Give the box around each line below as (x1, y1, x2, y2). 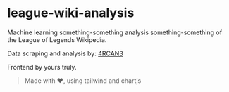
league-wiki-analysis (7, 5, 135, 21)
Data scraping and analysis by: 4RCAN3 (7, 49, 123, 58)
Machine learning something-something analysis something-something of (7, 28, 223, 37)
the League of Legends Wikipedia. (7, 35, 107, 44)
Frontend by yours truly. (7, 63, 77, 71)
